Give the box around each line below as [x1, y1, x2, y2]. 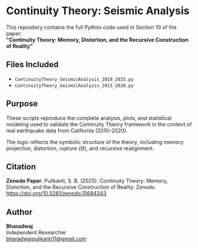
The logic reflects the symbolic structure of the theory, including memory [6, 138, 184, 145]
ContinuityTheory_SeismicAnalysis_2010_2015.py [14, 76, 134, 82]
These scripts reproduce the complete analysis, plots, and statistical [6, 114, 172, 122]
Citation [6, 161, 37, 172]
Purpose [6, 99, 38, 109]
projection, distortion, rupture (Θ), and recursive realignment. [6, 145, 154, 152]
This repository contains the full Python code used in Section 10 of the [6, 24, 177, 31]
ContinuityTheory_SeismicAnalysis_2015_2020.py [14, 83, 134, 89]
